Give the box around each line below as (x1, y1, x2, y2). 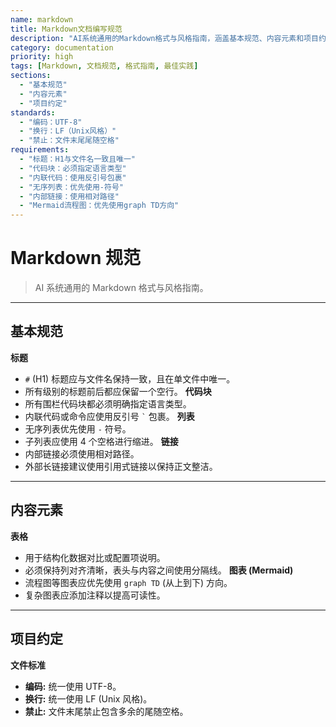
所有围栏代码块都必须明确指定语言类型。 (24, 397, 192, 410)
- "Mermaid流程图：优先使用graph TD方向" (19, 201, 180, 211)
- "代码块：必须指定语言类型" (19, 163, 127, 173)
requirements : (10, 145, 70, 155)
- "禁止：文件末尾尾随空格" (19, 136, 120, 146)
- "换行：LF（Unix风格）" (19, 126, 117, 136)
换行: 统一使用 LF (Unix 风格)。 (24, 692, 153, 705)
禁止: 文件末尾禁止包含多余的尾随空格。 (24, 705, 189, 717)
